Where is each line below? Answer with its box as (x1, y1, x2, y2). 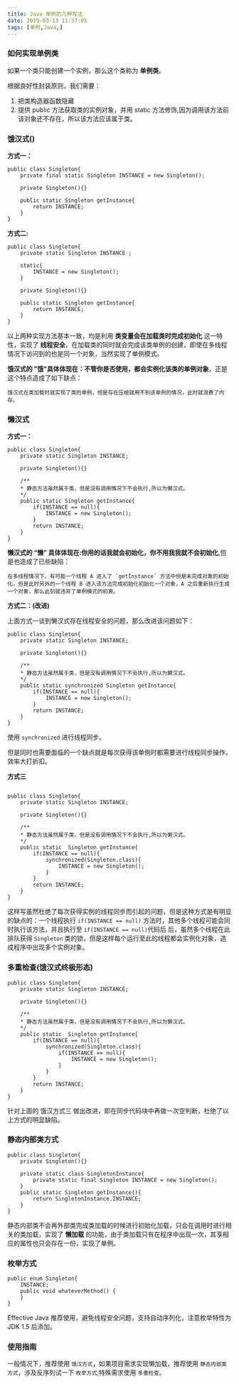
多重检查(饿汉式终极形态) (7, 962, 94, 972)
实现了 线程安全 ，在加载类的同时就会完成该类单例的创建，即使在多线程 (19, 340, 228, 349)
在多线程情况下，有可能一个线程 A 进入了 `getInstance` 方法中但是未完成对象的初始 (7, 573, 229, 580)
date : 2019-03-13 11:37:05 (7, 17, 87, 24)
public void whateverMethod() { (20, 1288, 116, 1295)
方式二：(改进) (7, 601, 50, 610)
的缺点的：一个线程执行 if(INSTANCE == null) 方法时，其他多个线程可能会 (7, 916, 225, 925)
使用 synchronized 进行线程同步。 (7, 733, 105, 742)
